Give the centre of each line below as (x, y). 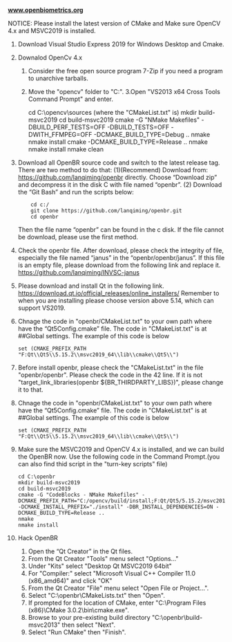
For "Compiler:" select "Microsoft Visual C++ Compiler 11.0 (112, 573)
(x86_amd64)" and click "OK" (70, 581)
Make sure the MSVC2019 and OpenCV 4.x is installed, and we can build (121, 449)
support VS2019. (42, 308)
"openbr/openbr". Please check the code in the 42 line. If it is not (110, 375)
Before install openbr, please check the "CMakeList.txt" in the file (110, 367)
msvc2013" (44, 625)
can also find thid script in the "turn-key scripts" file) (93, 464)
